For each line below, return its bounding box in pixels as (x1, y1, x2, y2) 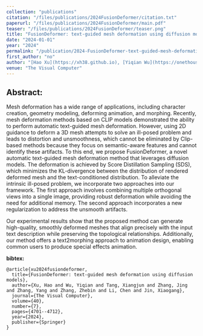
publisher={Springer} (11, 319, 66, 326)
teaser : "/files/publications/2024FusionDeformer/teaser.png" (6, 25, 166, 32)
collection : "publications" (6, 8, 77, 15)
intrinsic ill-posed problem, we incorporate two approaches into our (6, 180, 175, 188)
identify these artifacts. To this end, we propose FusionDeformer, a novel (6, 148, 187, 156)
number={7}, (11, 303, 42, 309)
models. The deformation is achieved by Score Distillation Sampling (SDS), (6, 161, 192, 168)
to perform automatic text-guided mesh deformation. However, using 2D (6, 122, 186, 130)
